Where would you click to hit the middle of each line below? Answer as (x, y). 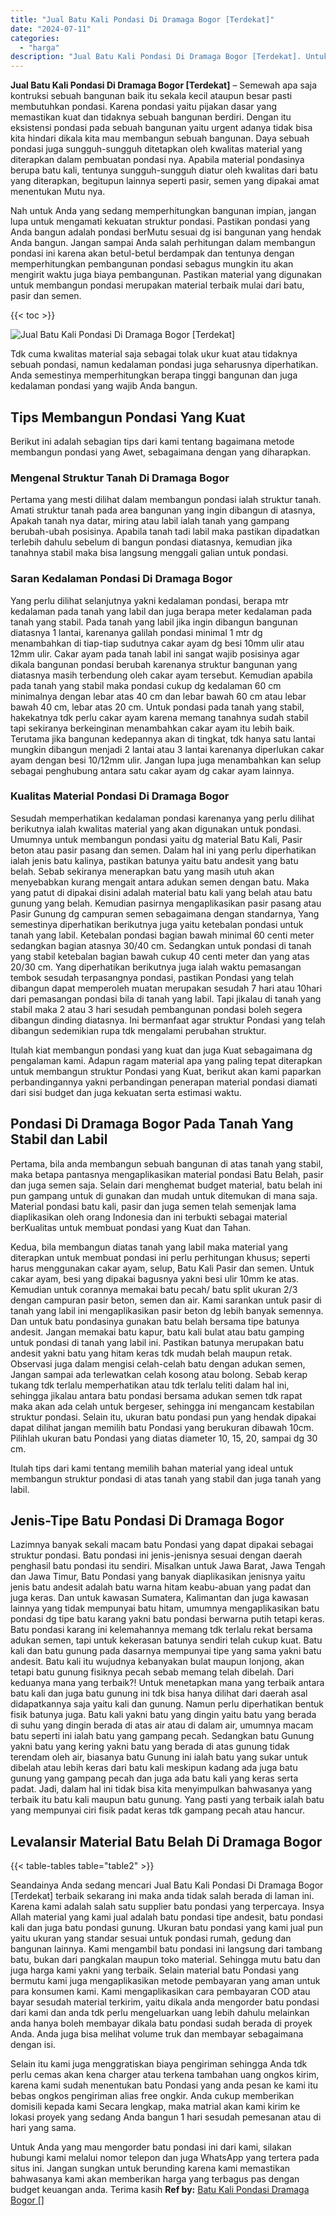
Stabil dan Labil (59, 1139)
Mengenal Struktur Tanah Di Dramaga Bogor (120, 478)
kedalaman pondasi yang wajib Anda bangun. (104, 386)
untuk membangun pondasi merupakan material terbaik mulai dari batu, (157, 285)
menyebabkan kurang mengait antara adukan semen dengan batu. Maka (160, 882)
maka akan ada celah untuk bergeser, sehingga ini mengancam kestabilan (162, 1406)
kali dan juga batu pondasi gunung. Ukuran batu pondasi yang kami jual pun (167, 1928)
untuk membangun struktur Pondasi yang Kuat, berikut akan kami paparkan (166, 1071)
